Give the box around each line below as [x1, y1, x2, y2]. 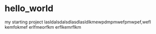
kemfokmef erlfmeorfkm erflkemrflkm [4, 24, 81, 30]
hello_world [4, 3, 54, 14]
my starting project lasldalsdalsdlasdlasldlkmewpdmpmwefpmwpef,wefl [4, 19, 151, 25]
